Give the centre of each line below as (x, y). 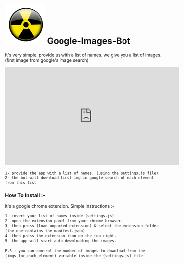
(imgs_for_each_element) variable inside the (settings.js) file (74, 256)
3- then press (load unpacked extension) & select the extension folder (82, 226)
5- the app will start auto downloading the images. (61, 241)
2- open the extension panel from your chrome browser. (64, 221)
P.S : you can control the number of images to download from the (75, 251)
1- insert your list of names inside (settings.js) (60, 216)
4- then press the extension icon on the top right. (61, 236)
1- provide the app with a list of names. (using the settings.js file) (82, 173)
